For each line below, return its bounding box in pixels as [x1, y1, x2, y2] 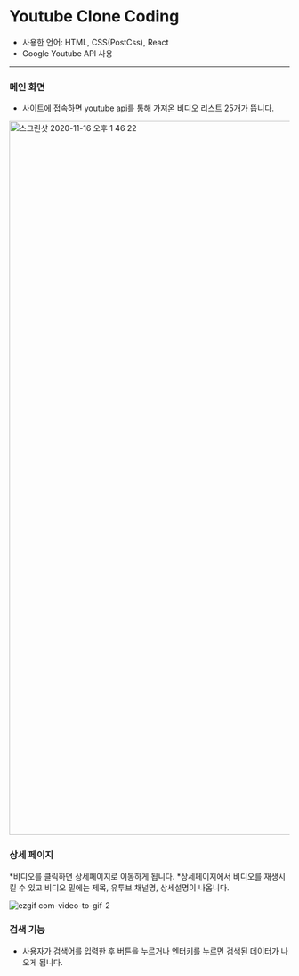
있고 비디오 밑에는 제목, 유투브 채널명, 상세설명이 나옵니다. [28, 881, 230, 893]
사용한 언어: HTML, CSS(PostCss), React [21, 37, 169, 47]
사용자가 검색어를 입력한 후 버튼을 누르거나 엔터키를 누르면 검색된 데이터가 [21, 946, 279, 956]
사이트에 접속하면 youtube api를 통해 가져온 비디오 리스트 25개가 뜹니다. [21, 103, 274, 113]
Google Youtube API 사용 [21, 47, 113, 59]
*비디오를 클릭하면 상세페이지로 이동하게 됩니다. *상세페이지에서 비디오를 [9, 871, 263, 881]
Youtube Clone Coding [9, 6, 180, 27]
